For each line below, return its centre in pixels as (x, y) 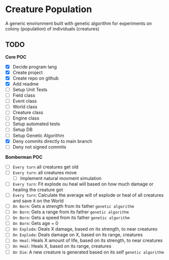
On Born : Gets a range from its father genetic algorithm (71, 212)
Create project (28, 72)
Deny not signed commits (39, 147)
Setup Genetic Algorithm (38, 135)
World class (25, 107)
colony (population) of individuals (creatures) (53, 28)
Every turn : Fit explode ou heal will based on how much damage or (83, 184)
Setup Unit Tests (30, 89)
